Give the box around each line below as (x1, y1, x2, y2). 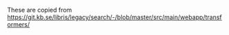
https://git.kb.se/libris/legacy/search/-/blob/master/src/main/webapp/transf (7, 13, 222, 21)
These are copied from (7, 6, 72, 14)
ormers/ (7, 21, 30, 28)
